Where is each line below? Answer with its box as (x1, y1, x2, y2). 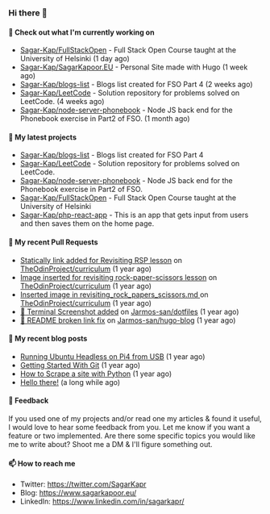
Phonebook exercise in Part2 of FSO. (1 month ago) (19, 114, 191, 123)
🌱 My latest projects (8, 132, 77, 142)
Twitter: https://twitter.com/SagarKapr (19, 479, 147, 489)
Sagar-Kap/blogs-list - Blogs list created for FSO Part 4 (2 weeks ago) (19, 80, 253, 90)
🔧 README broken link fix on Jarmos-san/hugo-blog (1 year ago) (19, 315, 236, 325)
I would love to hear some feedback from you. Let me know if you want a (8, 422, 251, 432)
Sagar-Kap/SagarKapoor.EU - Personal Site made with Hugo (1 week (19, 62, 248, 72)
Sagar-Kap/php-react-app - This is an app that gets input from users (19, 210, 249, 220)
